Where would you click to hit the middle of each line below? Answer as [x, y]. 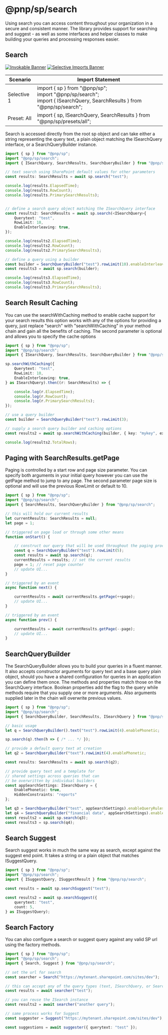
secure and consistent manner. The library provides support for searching [81, 28]
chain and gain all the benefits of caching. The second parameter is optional [84, 331]
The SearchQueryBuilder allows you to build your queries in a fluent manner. [84, 666]
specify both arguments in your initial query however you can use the [76, 476]
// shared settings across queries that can [52, 776]
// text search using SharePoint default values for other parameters [80, 172]
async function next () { [31, 588]
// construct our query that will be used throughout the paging [84, 546]
